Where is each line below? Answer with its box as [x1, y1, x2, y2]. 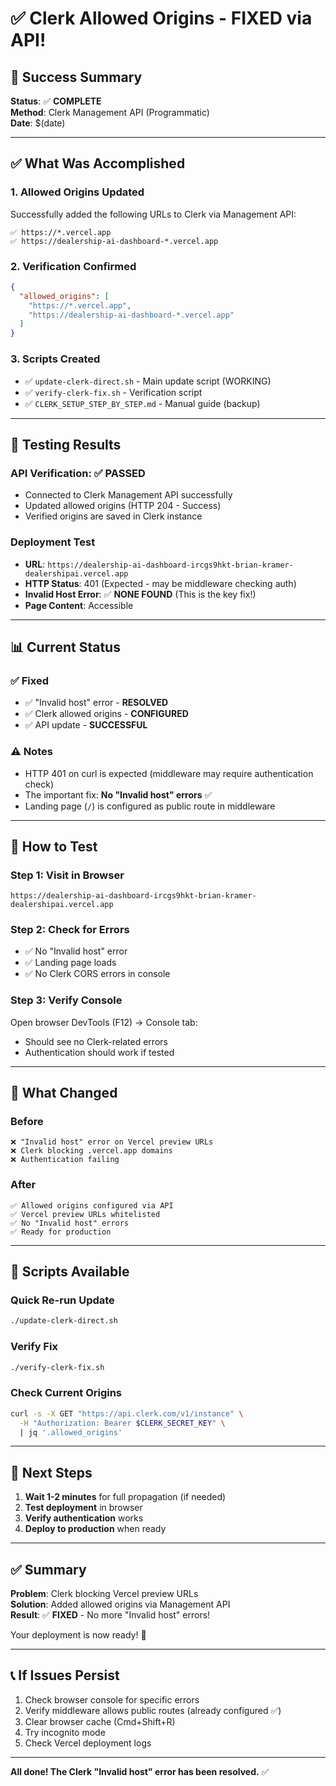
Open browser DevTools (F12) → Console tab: [10, 1016, 198, 1028]
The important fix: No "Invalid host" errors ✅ [24, 788, 213, 801]
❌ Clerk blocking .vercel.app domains [10, 1146, 173, 1156]
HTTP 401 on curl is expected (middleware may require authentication [24, 767, 314, 779]
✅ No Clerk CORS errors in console [24, 968, 171, 980]
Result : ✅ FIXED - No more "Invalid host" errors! [10, 1609, 211, 1621]
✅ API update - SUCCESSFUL [24, 719, 148, 731]
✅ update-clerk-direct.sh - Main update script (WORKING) [24, 375, 272, 387]
